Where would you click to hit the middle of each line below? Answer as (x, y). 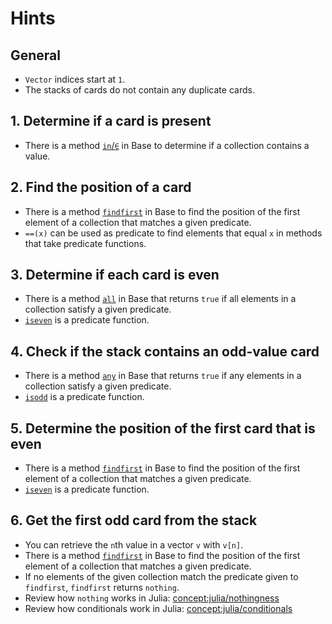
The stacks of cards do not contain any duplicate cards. (139, 90)
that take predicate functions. (85, 243)
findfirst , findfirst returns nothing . (102, 587)
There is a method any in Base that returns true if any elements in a (163, 376)
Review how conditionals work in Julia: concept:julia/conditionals (158, 608)
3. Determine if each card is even (115, 275)
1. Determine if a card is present (111, 121)
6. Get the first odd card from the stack (134, 520)
